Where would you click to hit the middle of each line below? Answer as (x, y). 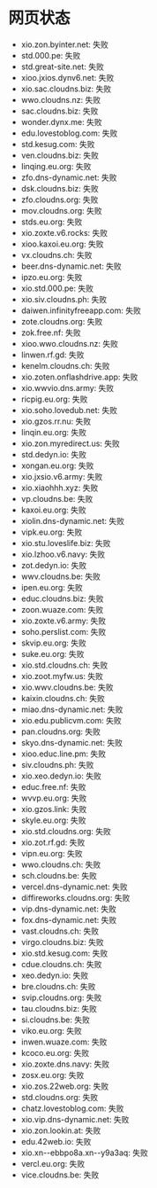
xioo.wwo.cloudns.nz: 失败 (70, 343)
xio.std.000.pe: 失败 (57, 288)
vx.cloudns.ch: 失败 (56, 254)
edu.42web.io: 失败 (56, 1141)
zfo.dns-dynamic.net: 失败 (69, 177)
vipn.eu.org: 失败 (52, 853)
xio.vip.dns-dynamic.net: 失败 (75, 1119)
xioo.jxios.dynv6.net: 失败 (67, 77)
